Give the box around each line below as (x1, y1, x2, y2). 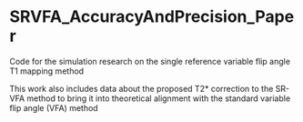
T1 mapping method (9, 66, 85, 76)
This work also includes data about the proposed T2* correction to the (9, 83, 274, 94)
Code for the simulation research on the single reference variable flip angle (9, 56, 291, 66)
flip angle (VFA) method (9, 102, 98, 113)
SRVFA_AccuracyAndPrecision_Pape (9, 6, 295, 27)
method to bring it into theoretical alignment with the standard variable (26, 93, 291, 104)
